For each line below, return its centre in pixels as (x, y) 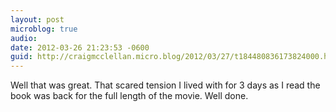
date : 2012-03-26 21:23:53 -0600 (80, 47)
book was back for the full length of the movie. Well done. (129, 96)
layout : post (37, 19)
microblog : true (44, 29)
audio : (24, 38)
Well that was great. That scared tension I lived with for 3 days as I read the (165, 85)
